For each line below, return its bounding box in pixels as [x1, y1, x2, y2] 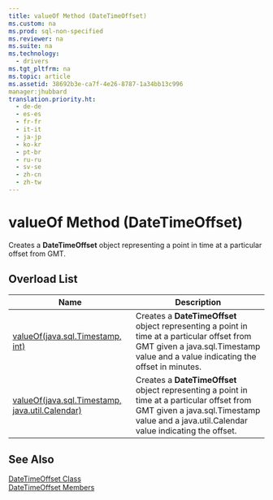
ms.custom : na [8, 20, 57, 28]
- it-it [15, 125, 42, 133]
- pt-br [15, 148, 42, 156]
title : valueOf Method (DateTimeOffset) [8, 11, 148, 20]
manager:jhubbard [8, 87, 67, 96]
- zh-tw [15, 178, 42, 187]
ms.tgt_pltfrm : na [8, 65, 71, 73]
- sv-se [15, 163, 42, 172]
